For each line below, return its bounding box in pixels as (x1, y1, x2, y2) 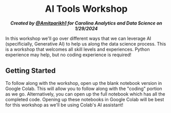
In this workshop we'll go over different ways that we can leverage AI (5, 35, 151, 41)
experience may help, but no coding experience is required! (5, 52, 132, 58)
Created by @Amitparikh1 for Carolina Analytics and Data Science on (10, 20, 163, 26)
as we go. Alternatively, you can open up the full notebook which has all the (5, 91, 165, 97)
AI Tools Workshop (45, 3, 128, 15)
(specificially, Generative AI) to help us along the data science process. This (5, 40, 166, 47)
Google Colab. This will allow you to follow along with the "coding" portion (5, 85, 163, 92)
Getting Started (5, 66, 56, 75)
